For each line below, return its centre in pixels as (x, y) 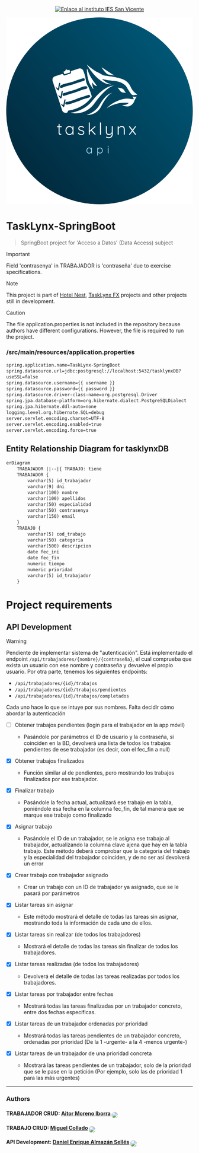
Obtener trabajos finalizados (49, 761)
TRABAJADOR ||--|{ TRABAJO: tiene (59, 469)
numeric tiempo (46, 564)
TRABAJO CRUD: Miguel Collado (47, 1127)
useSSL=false (22, 377)
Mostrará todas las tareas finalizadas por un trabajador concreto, (103, 1006)
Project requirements (59, 605)
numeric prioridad (50, 570)
